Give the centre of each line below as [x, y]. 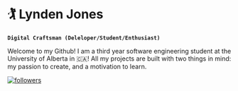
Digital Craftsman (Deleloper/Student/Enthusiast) [84, 38]
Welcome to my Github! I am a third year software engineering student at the [119, 51]
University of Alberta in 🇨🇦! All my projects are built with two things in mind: [119, 59]
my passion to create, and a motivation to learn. [77, 66]
